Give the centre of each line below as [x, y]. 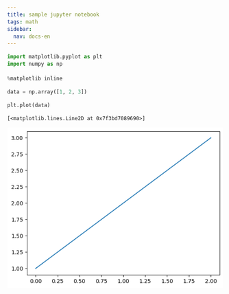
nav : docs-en [32, 36]
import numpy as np [35, 64]
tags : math [23, 22]
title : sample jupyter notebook [53, 14]
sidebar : [20, 29]
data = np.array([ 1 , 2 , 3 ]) [47, 92]
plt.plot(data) [29, 105]
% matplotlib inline [35, 78]
